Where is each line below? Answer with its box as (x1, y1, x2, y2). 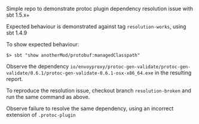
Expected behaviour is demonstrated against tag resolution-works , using (6, 23, 186, 30)
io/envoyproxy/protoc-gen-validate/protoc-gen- (70, 64, 191, 70)
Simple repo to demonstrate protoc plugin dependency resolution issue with (6, 5, 193, 12)
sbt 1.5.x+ (6, 11, 30, 18)
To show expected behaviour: (6, 41, 79, 48)
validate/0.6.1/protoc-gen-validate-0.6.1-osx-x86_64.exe (6, 70, 154, 76)
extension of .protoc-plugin (6, 111, 76, 118)
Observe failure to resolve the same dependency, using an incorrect (6, 105, 174, 112)
